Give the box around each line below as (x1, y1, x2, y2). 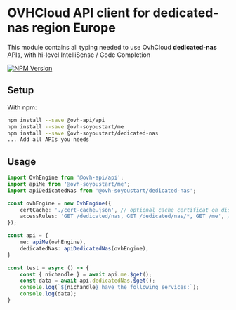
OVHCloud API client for (7, 5, 150, 21)
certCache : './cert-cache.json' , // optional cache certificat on (20, 206, 218, 213)
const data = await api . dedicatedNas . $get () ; (20, 277, 156, 285)
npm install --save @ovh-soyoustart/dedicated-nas (7, 130, 159, 137)
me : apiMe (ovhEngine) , (20, 238, 86, 246)
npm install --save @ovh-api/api (7, 116, 105, 123)
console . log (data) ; (20, 290, 77, 297)
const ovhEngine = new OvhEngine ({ (7, 200, 112, 207)
